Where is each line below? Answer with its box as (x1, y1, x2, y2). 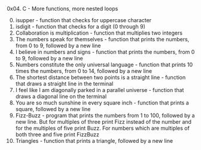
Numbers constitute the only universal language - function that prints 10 (15, 61, 193, 68)
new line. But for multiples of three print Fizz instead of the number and (15, 118, 192, 125)
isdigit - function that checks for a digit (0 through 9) (15, 23, 146, 30)
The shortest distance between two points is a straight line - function (15, 74, 186, 81)
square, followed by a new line (15, 106, 91, 112)
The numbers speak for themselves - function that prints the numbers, (15, 36, 190, 42)
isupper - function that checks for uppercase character (15, 17, 152, 23)
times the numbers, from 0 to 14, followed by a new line (15, 68, 152, 74)
